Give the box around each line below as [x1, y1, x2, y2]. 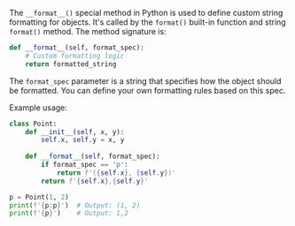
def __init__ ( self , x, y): [25, 127, 125, 136]
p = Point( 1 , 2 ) [9, 192, 69, 201]
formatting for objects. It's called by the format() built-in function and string [9, 17, 286, 27]
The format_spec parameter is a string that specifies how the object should [9, 75, 282, 87]
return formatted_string [25, 59, 117, 69]
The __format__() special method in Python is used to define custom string [9, 8, 283, 18]
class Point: [9, 119, 58, 128]
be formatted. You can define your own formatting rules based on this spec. [9, 85, 286, 95]
